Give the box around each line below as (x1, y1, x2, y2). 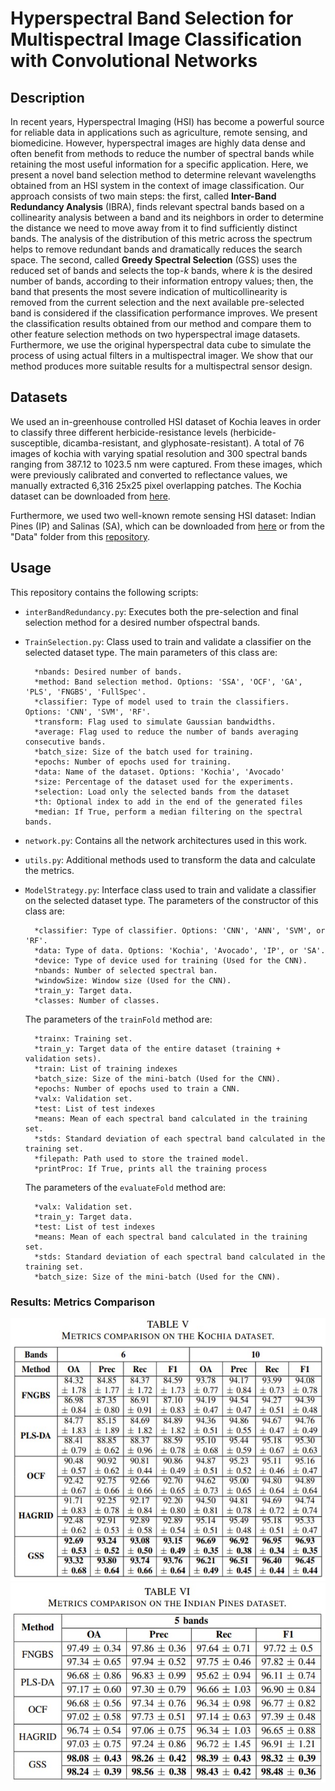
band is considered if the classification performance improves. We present (10, 307, 318, 319)
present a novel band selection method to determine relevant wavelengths (10, 169, 317, 181)
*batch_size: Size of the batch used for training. (34, 747, 254, 757)
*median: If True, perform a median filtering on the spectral (34, 807, 303, 817)
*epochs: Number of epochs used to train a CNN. (34, 1083, 241, 1094)
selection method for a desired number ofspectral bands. (24, 616, 261, 628)
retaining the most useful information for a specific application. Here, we (10, 158, 309, 170)
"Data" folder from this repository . (10, 530, 150, 542)
